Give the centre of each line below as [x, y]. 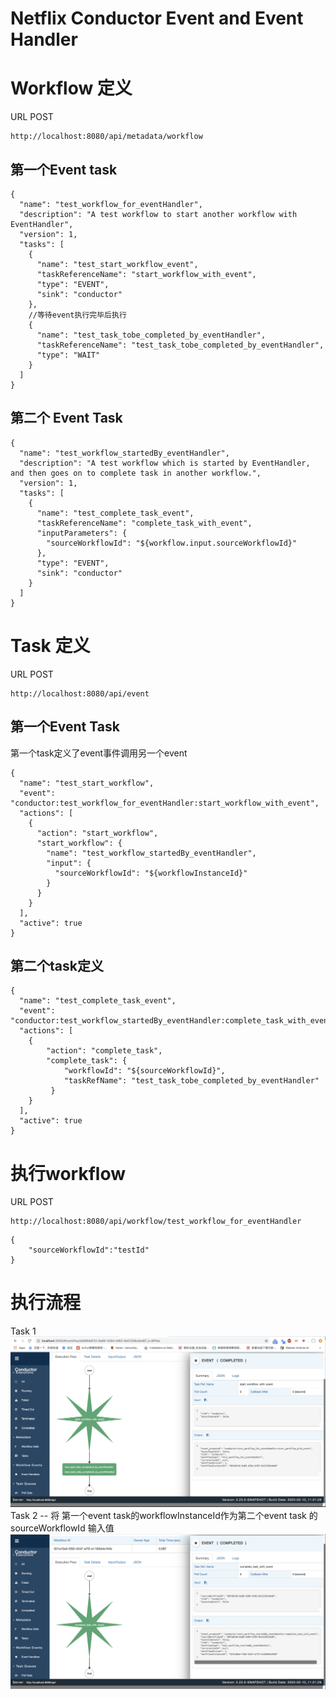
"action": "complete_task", [104, 1051]
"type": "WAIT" [68, 355]
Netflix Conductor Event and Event [157, 18]
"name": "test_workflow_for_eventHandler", [111, 204]
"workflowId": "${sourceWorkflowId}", [144, 1071]
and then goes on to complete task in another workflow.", [136, 473]
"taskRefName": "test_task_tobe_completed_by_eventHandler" [191, 1081]
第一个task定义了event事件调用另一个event [99, 753]
